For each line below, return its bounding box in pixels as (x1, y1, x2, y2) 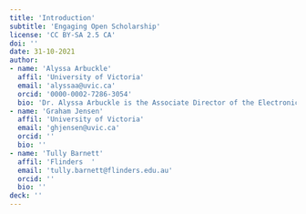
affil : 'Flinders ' (17, 157, 96, 167)
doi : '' (9, 38, 39, 48)
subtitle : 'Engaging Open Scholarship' (9, 22, 161, 31)
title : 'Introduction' (9, 13, 96, 23)
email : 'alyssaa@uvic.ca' (17, 81, 117, 90)
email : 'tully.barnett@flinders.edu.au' (17, 166, 173, 175)
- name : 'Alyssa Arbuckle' (9, 65, 112, 74)
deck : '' (9, 191, 43, 200)
